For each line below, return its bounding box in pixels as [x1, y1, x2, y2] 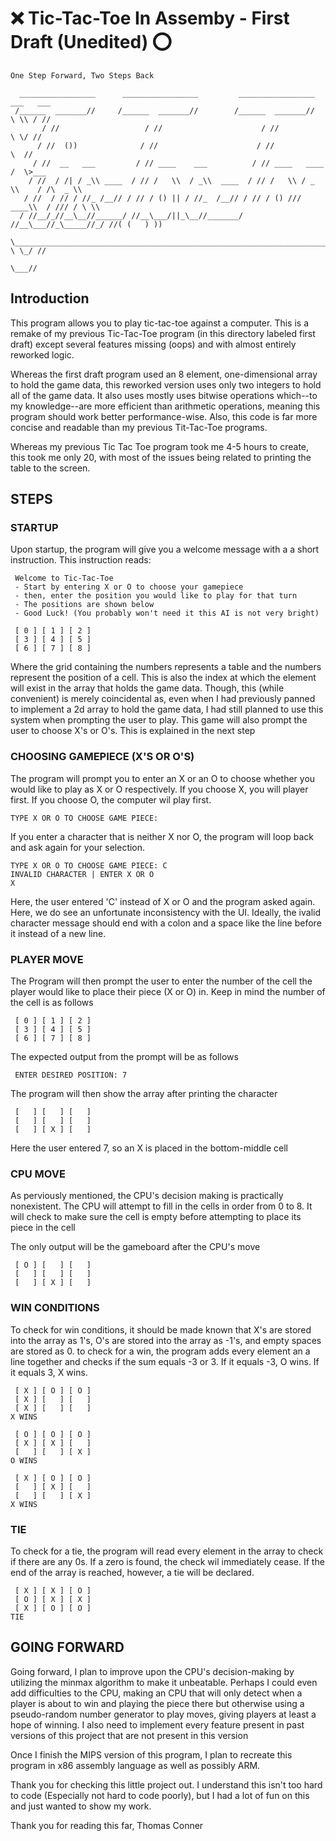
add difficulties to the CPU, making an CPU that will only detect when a [10, 1687, 303, 1699]
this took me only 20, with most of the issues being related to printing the [10, 451, 312, 463]
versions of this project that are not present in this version [10, 1729, 249, 1741]
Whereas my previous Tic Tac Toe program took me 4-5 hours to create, [10, 440, 310, 452]
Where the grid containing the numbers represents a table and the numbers [10, 661, 322, 673]
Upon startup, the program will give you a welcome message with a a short [10, 543, 320, 556]
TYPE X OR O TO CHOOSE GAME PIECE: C [10, 860, 168, 871]
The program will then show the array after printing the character [10, 1088, 278, 1100]
